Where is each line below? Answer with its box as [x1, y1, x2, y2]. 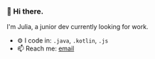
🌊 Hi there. [6, 6, 44, 16]
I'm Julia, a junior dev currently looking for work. [6, 23, 149, 31]
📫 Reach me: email [16, 44, 75, 53]
